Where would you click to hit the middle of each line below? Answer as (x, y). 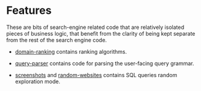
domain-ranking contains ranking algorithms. (71, 51)
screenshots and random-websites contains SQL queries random (96, 75)
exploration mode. (37, 81)
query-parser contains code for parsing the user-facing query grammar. (104, 63)
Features (29, 11)
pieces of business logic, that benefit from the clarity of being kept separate (101, 33)
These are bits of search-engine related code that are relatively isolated (95, 27)
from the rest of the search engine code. (57, 40)
